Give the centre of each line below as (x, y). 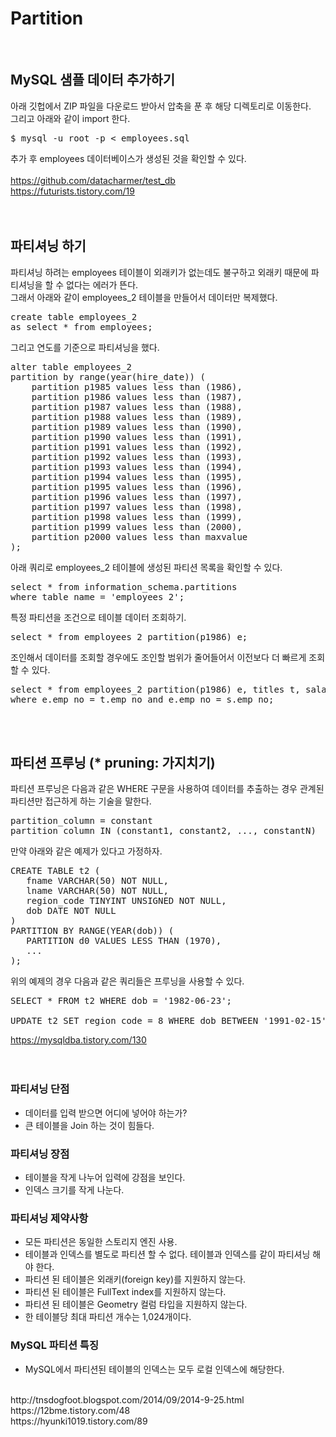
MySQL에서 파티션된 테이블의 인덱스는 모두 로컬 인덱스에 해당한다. (154, 1369)
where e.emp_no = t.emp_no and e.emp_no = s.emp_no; (142, 699)
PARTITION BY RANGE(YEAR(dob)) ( (92, 931)
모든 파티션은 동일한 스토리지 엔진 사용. (101, 1242)
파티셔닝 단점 (40, 1089)
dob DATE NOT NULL (71, 911)
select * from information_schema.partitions (124, 586)
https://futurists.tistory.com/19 (72, 191)
